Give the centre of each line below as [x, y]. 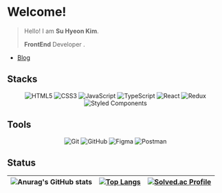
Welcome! [37, 12]
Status [22, 162]
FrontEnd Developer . [55, 44]
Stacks [22, 79]
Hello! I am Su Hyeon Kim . [61, 31]
